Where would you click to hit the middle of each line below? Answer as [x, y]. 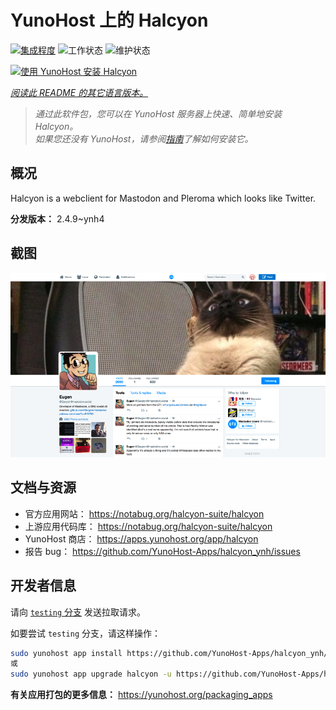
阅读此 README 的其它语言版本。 [79, 92]
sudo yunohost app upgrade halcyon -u [91, 674]
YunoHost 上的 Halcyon [109, 20]
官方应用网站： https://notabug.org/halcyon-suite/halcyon [144, 513]
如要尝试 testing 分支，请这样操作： [85, 633]
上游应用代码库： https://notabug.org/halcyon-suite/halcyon [148, 526]
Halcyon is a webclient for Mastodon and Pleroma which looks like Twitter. [163, 198]
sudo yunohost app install [66, 653]
